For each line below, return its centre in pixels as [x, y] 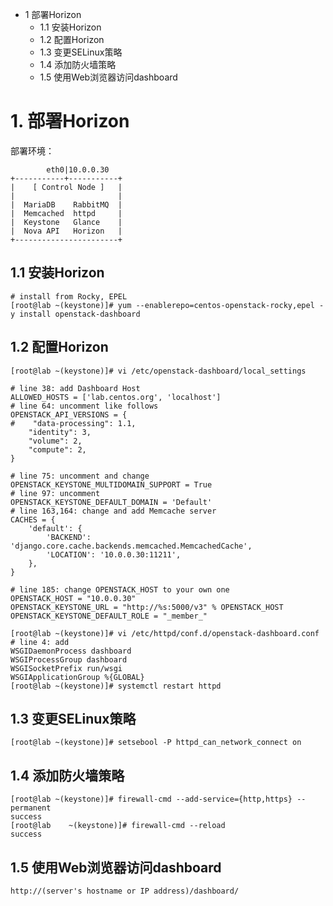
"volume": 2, [55, 441]
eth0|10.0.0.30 [78, 169]
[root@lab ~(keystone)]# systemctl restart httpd [116, 686]
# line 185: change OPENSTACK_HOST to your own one [120, 589]
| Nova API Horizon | [66, 231]
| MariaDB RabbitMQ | [66, 204]
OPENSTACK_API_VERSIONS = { [69, 414]
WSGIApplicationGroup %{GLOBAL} [77, 677]
